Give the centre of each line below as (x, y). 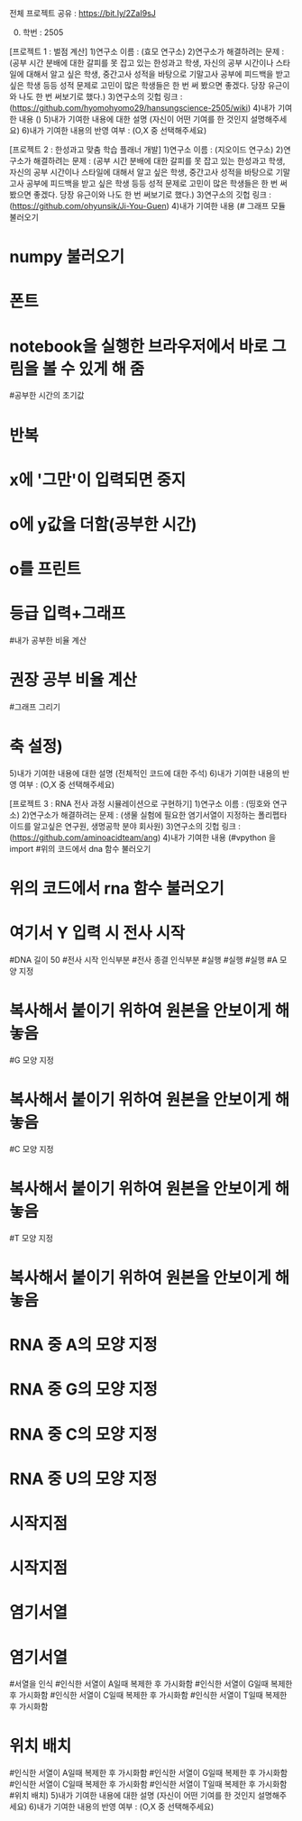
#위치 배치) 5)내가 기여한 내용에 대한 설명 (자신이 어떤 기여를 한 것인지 (133, 1796)
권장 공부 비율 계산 (73, 680)
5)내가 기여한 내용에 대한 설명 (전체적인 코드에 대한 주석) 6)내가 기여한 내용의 (145, 773)
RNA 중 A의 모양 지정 (83, 1345)
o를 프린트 (45, 569)
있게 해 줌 (111, 369)
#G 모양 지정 (32, 1060)
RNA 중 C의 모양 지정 (83, 1434)
